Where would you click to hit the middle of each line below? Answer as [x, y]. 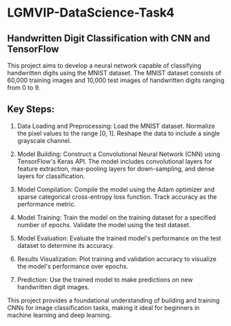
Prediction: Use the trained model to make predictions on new [105, 279]
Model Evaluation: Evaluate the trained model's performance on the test [119, 238]
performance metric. [47, 204]
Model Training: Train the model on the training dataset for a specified [116, 217]
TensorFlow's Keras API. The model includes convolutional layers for [114, 161]
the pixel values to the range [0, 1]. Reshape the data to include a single [119, 133]
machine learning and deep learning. [59, 315]
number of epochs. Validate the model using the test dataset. [104, 224]
